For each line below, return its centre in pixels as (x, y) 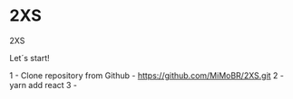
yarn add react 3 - (44, 85)
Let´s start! (29, 58)
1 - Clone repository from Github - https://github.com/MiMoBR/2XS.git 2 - (146, 75)
